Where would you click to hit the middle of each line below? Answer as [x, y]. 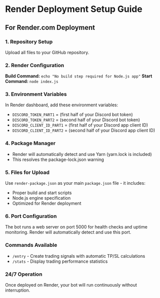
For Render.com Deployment [50, 28]
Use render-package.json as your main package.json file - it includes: [75, 183]
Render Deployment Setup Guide [74, 9]
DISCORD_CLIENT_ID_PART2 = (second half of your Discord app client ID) [84, 131]
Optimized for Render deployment [47, 203]
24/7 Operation [24, 274]
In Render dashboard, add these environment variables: [62, 105]
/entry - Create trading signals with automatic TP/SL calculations [79, 256]
